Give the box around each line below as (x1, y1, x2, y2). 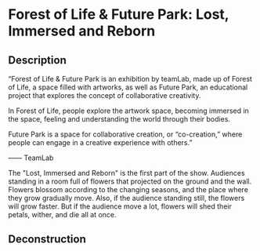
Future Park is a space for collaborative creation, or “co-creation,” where (8, 129, 243, 139)
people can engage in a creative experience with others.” (8, 138, 193, 147)
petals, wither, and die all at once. (8, 210, 117, 219)
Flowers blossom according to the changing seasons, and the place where (8, 185, 249, 194)
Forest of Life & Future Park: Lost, (8, 5, 229, 24)
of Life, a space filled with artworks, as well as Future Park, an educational (8, 82, 248, 92)
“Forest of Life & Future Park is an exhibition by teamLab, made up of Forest (8, 75, 253, 83)
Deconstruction (8, 233, 86, 246)
